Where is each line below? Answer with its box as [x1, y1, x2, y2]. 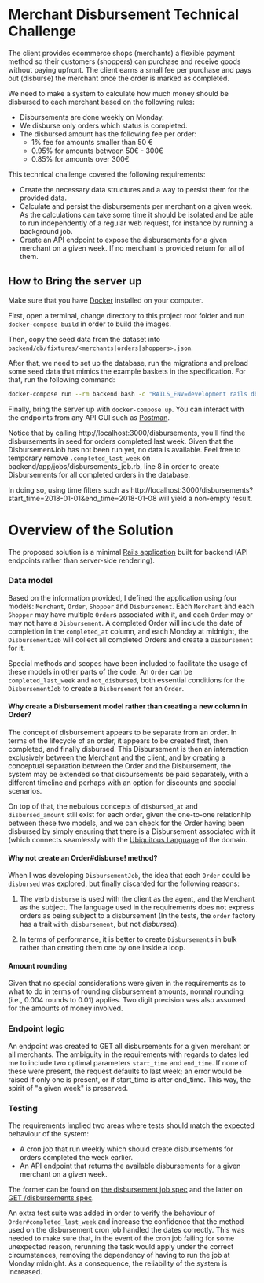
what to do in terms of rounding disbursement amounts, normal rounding [8, 987, 244, 996]
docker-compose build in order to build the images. [8, 319, 171, 329]
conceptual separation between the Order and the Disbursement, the [8, 761, 232, 771]
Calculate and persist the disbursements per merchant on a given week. [19, 201, 253, 210]
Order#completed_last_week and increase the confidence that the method [8, 1217, 244, 1226]
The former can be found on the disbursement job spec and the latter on [8, 1184, 243, 1195]
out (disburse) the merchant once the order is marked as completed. [8, 73, 230, 83]
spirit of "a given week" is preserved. [8, 1083, 129, 1092]
